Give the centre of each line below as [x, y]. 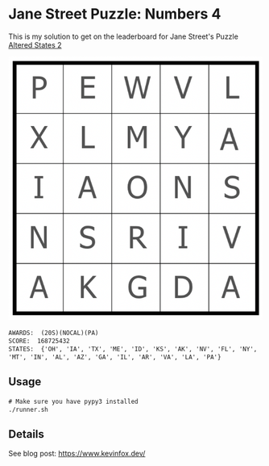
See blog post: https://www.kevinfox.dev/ [77, 454]
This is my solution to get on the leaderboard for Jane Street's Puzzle [124, 36]
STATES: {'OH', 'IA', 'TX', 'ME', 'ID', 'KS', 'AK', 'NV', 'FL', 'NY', [133, 349]
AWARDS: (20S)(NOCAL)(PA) [54, 333]
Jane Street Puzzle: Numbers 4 [115, 14]
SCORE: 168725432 [39, 341]
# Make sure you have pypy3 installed [73, 401]
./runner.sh [28, 409]
